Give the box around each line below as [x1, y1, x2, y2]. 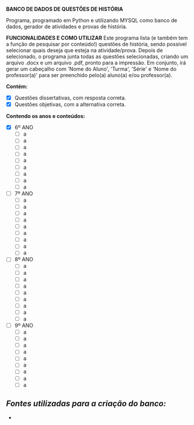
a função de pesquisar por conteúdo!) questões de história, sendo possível [6, 41, 187, 47]
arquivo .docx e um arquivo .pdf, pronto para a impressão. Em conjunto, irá [6, 59, 186, 66]
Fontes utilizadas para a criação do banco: [6, 399, 167, 409]
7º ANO [14, 190, 33, 197]
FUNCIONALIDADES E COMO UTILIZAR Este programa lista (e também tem [6, 34, 188, 41]
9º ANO [14, 322, 34, 329]
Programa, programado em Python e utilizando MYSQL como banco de [6, 17, 178, 23]
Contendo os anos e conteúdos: [6, 113, 85, 120]
